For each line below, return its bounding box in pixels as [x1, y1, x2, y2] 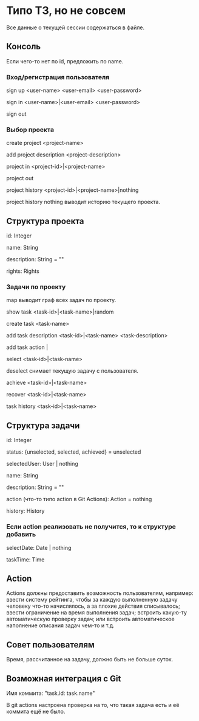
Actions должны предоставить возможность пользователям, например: [6, 589, 194, 597]
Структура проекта [6, 216, 84, 226]
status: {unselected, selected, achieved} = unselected [6, 448, 141, 455]
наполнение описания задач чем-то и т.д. [6, 622, 115, 629]
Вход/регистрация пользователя [6, 72, 110, 81]
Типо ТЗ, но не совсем [6, 4, 126, 18]
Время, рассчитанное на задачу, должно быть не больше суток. [6, 656, 174, 663]
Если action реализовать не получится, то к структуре [6, 522, 176, 531]
